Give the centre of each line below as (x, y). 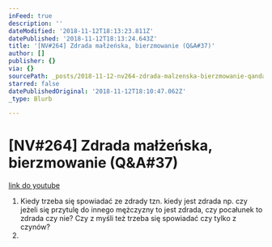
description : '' (36, 23)
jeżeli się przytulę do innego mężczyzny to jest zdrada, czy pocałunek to (141, 210)
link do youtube (34, 185)
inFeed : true (30, 16)
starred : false (34, 83)
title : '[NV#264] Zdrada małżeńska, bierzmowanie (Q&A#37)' (112, 46)
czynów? (35, 227)
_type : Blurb (30, 99)
